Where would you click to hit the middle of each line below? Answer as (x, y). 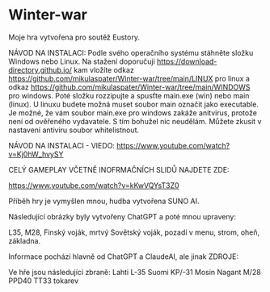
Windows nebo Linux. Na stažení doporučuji (82, 61)
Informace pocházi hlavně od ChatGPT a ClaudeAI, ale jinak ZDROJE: (124, 257)
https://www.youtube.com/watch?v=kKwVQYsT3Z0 (94, 185)
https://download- (187, 61)
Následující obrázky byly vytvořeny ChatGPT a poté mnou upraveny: (122, 216)
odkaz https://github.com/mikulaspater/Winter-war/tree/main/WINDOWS (129, 87)
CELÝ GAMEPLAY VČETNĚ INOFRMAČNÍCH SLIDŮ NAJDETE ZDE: (119, 169)
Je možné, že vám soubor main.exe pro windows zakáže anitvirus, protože (133, 113)
